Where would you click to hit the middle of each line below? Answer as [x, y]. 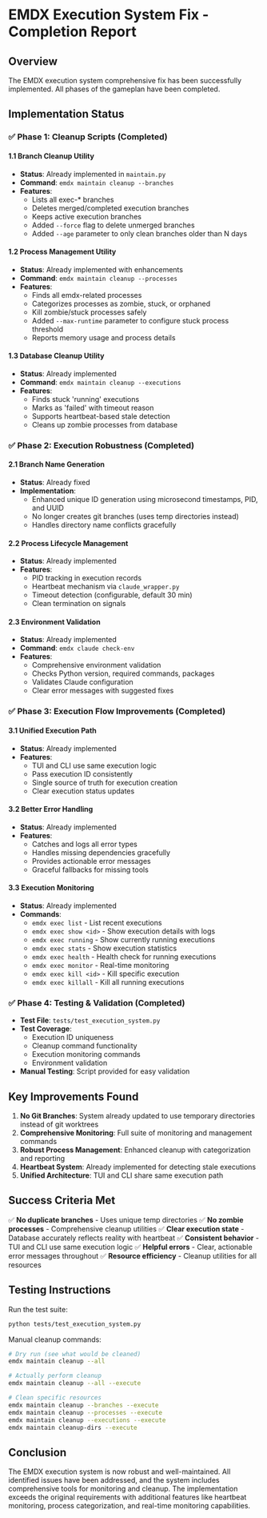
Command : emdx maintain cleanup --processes [99, 278]
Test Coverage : [46, 1029]
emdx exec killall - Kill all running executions [108, 982]
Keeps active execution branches [87, 216]
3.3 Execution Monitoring [51, 888]
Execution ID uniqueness [73, 1038]
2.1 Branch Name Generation [57, 464]
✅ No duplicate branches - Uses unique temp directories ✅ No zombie [126, 1219]
